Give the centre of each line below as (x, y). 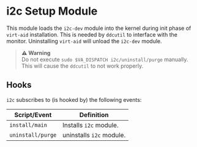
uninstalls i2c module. (94, 135)
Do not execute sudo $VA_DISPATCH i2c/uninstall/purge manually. (105, 59)
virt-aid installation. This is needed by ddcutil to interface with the (92, 34)
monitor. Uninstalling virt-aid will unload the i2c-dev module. (84, 41)
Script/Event (33, 115)
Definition (94, 115)
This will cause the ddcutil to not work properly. (82, 66)
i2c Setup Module (52, 11)
